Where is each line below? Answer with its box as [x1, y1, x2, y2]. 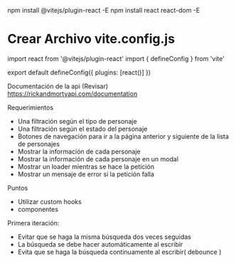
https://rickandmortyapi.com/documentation [7, 89, 138, 98]
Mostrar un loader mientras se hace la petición [17, 162, 155, 171]
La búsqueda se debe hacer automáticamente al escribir [17, 240, 183, 248]
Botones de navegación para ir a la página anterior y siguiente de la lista [17, 131, 230, 141]
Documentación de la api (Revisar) [7, 82, 109, 90]
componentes [17, 205, 59, 213]
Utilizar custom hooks [17, 197, 82, 205]
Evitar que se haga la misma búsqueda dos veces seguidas [17, 232, 192, 241]
